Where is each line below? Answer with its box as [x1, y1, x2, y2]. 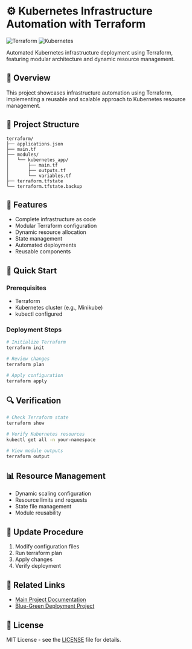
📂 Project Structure [6, 119, 80, 130]
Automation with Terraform [6, 17, 146, 31]
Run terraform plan [14, 550, 62, 557]
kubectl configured [14, 310, 63, 318]
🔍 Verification [6, 396, 62, 405]
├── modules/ [6, 151, 39, 158]
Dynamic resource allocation [14, 228, 86, 236]
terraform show [6, 420, 45, 427]
